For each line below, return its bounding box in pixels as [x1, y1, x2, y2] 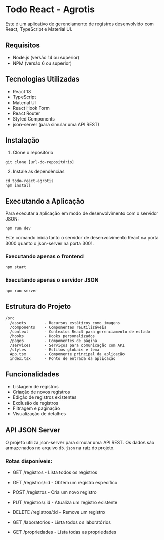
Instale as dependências [12, 168, 65, 175]
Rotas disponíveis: [5, 457, 53, 465]
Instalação [5, 136, 40, 145]
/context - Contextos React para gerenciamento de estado [10, 329, 150, 334]
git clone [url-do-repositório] [5, 159, 74, 165]
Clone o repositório [12, 150, 54, 156]
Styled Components [12, 115, 55, 122]
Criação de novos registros [12, 389, 70, 395]
